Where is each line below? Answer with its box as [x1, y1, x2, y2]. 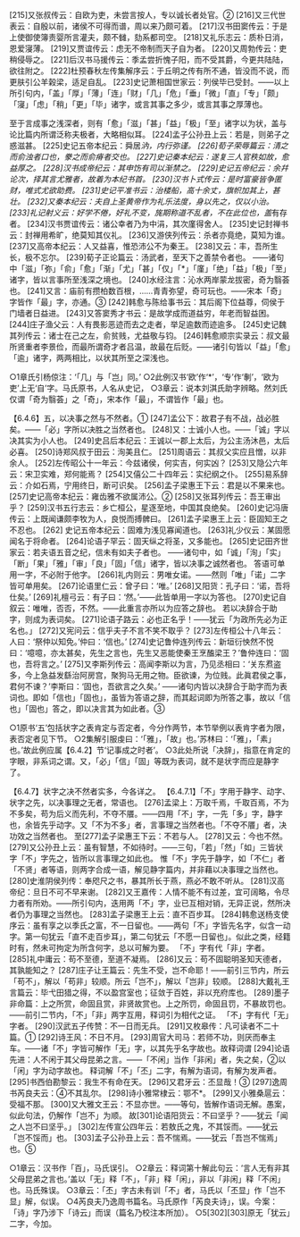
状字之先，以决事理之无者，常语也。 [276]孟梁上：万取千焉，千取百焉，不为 [9, 797, 290, 808]
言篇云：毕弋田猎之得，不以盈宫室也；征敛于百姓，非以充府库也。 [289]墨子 [9, 988, 290, 997]
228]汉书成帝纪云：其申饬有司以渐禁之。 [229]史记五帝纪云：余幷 [46, 163, 288, 173]
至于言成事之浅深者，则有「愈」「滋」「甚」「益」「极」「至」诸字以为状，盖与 [9, 118, 287, 129]
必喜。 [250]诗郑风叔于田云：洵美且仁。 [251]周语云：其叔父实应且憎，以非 [9, 447, 287, 457]
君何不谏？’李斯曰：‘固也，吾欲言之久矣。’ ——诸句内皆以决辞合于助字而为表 [9, 681, 287, 692]
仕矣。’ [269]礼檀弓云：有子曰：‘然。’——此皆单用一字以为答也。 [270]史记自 [9, 592, 287, 602]
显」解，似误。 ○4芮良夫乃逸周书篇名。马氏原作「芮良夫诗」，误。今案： [9, 1196, 279, 1207]
